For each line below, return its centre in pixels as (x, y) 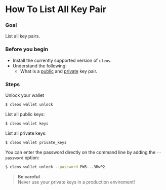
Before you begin (27, 49)
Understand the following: (39, 66)
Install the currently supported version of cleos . (62, 60)
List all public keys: (25, 114)
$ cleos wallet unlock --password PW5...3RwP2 (55, 167)
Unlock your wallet (25, 95)
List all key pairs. (23, 36)
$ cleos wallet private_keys (36, 142)
